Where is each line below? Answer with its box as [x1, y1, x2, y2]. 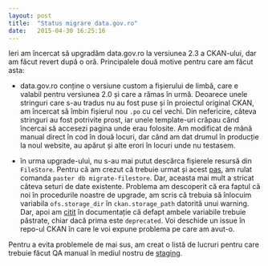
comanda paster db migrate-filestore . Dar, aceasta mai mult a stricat [19, 173, 254, 183]
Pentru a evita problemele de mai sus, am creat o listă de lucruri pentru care [8, 240, 259, 249]
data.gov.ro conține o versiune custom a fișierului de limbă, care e [19, 81, 239, 91]
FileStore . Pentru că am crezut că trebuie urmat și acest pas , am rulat [19, 165, 253, 175]
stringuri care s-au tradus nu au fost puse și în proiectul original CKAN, [19, 98, 254, 108]
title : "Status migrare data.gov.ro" [8, 19, 138, 27]
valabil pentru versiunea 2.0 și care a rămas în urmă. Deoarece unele [19, 90, 248, 99]
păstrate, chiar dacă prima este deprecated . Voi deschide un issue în [19, 216, 246, 225]
